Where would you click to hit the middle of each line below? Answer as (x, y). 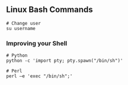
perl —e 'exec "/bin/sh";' (39, 76)
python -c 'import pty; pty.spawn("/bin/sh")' (65, 61)
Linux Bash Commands (49, 10)
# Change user (24, 23)
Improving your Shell (37, 43)
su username (21, 28)
